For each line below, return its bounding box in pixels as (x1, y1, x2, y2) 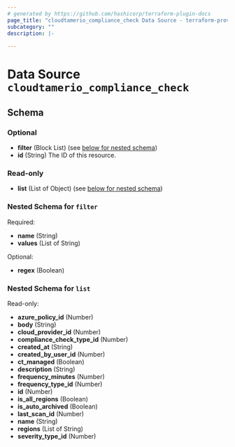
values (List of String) (17, 239, 80, 247)
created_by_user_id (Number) (17, 350, 106, 358)
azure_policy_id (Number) (17, 312, 94, 321)
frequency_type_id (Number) (17, 380, 103, 388)
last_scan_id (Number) (17, 409, 85, 418)
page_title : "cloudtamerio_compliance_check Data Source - (7, 17, 183, 24)
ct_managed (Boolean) (17, 357, 85, 366)
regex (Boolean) (17, 266, 65, 274)
